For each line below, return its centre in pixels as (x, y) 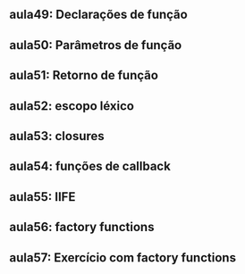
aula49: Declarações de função (98, 15)
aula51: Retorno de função (84, 75)
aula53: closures (57, 136)
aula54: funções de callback (90, 166)
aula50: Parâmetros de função (96, 45)
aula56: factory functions (82, 227)
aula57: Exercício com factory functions (123, 257)
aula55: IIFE (42, 197)
